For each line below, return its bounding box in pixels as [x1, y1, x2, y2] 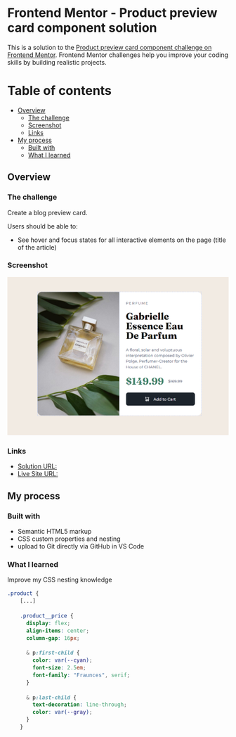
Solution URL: [17, 462, 58, 470]
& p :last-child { [25, 694, 77, 701]
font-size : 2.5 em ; [32, 665, 86, 672]
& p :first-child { [25, 649, 80, 657]
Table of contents [7, 83, 112, 99]
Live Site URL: [17, 470, 58, 478]
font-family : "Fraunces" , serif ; [32, 672, 131, 679]
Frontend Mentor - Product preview [7, 5, 218, 21]
